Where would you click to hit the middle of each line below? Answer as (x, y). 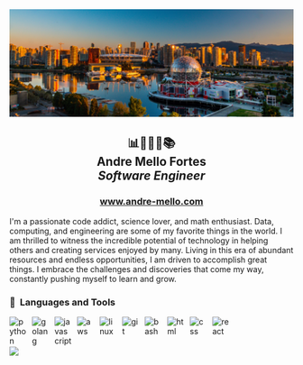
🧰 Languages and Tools (62, 302)
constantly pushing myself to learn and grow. (93, 278)
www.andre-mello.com (151, 202)
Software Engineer (151, 176)
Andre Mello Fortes (151, 162)
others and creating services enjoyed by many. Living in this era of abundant (151, 250)
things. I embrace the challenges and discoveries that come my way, (137, 269)
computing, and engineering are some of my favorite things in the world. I (146, 231)
